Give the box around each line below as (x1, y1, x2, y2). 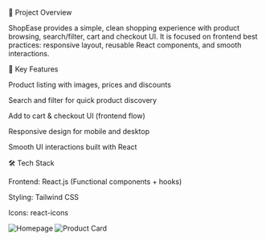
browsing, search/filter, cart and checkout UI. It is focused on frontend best (8, 32, 258, 41)
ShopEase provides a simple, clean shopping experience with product (8, 23, 239, 32)
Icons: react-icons (8, 208, 69, 217)
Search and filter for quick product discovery (8, 96, 158, 104)
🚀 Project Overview (8, 8, 72, 17)
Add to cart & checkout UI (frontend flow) (8, 111, 146, 120)
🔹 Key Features (8, 64, 59, 74)
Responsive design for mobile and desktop (8, 127, 150, 136)
